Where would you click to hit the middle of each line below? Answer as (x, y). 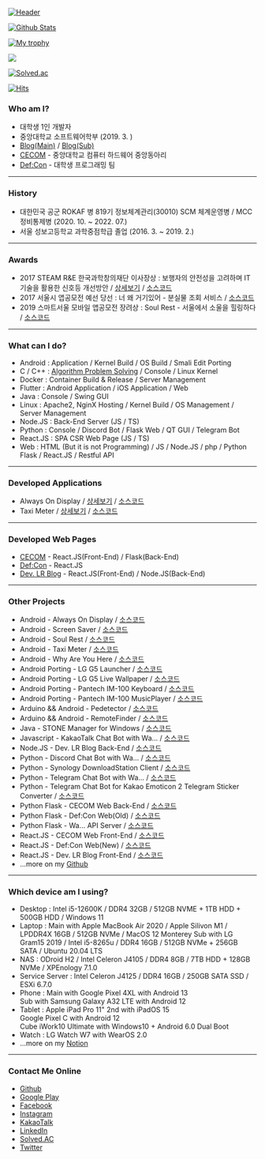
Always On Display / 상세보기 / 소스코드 (82, 501)
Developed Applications (55, 484)
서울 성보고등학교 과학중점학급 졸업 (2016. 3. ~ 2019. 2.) (107, 231)
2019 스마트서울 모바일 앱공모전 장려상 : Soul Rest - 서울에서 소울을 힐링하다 (138, 307)
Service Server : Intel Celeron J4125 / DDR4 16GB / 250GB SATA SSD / (134, 976)
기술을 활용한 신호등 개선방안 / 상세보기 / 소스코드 (95, 288)
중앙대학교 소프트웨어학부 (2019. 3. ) (76, 137)
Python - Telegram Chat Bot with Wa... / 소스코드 (98, 777)
